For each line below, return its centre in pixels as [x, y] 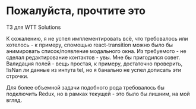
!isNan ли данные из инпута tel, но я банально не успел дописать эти [94, 70]
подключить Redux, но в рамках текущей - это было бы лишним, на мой [98, 94]
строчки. [17, 76]
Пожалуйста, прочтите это [76, 11]
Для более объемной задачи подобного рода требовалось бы [85, 87]
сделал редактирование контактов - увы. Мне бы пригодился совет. [93, 57]
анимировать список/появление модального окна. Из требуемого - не [96, 51]
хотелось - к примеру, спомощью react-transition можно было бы [90, 45]
